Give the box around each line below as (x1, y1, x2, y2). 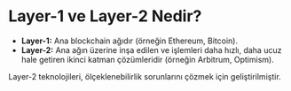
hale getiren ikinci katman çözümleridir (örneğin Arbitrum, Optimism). (20, 54, 274, 64)
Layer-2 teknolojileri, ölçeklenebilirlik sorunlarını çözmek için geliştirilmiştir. (8, 71, 281, 81)
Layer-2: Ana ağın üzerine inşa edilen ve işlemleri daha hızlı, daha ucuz (20, 44, 282, 55)
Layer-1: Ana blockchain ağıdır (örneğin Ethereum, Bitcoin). (20, 35, 239, 46)
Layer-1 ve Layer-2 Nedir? (8, 6, 202, 27)
